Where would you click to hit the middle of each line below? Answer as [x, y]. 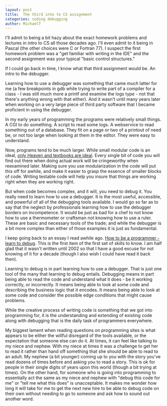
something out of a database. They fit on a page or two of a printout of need [83, 130]
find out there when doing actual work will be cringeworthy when [72, 161]
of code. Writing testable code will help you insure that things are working [81, 176]
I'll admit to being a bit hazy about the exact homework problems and [76, 38]
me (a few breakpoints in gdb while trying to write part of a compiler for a [80, 89]
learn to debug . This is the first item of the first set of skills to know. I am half [83, 244]
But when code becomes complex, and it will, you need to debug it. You [79, 191]
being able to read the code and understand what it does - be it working [79, 279]
